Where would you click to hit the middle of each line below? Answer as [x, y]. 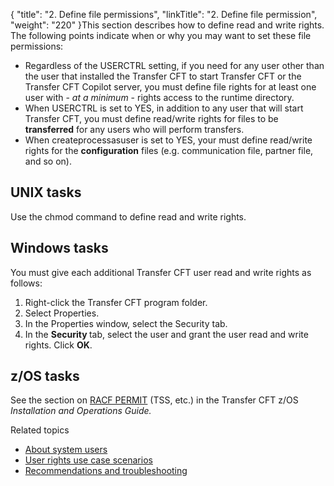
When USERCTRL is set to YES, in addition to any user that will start [164, 108]
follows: [26, 283]
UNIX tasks [46, 192]
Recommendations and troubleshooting [106, 471]
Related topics [40, 430]
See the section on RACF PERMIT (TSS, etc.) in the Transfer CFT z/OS [154, 400]
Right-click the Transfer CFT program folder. [116, 302]
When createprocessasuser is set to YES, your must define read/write [168, 140]
